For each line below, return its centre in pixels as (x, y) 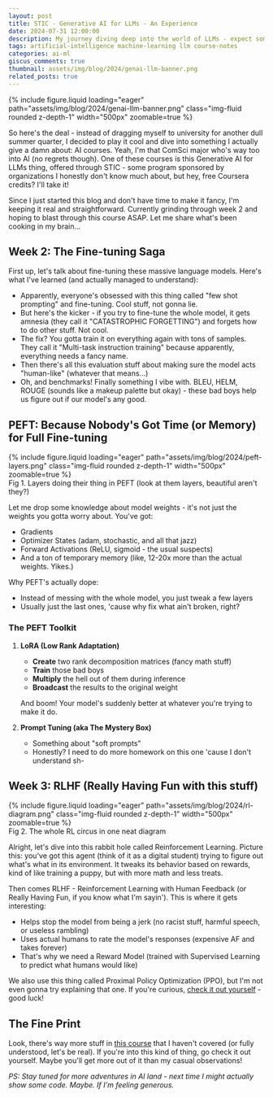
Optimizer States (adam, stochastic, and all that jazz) (108, 541)
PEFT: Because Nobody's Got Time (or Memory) (132, 425)
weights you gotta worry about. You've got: (81, 516)
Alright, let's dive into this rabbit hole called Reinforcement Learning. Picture (136, 847)
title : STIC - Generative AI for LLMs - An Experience (103, 24)
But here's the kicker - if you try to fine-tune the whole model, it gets (135, 313)
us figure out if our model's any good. (83, 399)
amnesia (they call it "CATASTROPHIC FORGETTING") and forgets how (139, 321)
